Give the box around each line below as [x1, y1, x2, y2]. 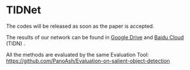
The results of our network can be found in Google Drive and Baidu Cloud [6, 34, 184, 40]
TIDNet [6, 3, 42, 17]
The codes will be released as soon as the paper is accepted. [6, 23, 154, 30]
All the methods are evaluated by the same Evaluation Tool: [6, 51, 150, 58]
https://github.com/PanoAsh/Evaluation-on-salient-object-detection [6, 57, 170, 64]
